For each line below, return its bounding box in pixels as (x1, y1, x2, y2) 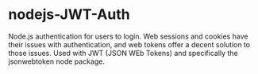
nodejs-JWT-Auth (8, 6, 130, 24)
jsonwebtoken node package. (8, 57, 106, 66)
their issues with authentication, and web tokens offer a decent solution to (8, 39, 251, 49)
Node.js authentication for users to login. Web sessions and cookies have (8, 31, 248, 41)
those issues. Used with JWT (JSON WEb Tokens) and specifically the (8, 48, 238, 57)
